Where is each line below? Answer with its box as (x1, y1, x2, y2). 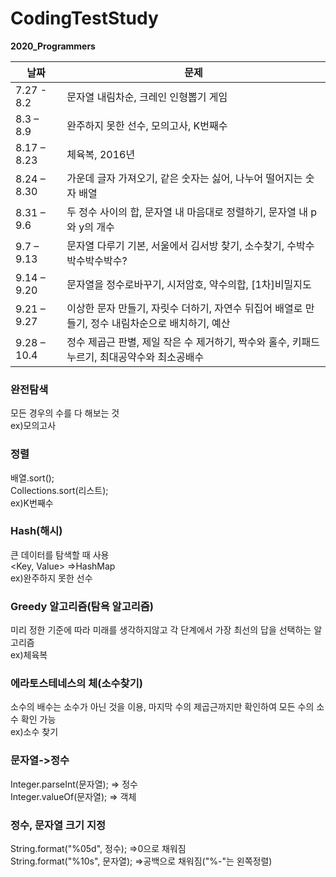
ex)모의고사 (10, 420, 57, 432)
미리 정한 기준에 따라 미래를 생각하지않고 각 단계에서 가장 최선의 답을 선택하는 (10, 624, 312, 636)
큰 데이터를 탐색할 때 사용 (10, 548, 110, 561)
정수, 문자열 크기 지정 (10, 818, 107, 832)
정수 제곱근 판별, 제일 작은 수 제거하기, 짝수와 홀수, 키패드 (66, 335, 321, 349)
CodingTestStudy (10, 7, 159, 30)
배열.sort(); (10, 472, 55, 484)
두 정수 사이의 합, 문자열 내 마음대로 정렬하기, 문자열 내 (66, 205, 308, 219)
